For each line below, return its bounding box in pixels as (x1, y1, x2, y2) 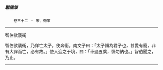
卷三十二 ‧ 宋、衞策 (14, 18, 51, 23)
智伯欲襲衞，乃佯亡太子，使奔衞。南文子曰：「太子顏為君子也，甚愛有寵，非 (5, 42, 156, 48)
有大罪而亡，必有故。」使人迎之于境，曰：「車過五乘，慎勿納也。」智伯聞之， (5, 48, 156, 54)
